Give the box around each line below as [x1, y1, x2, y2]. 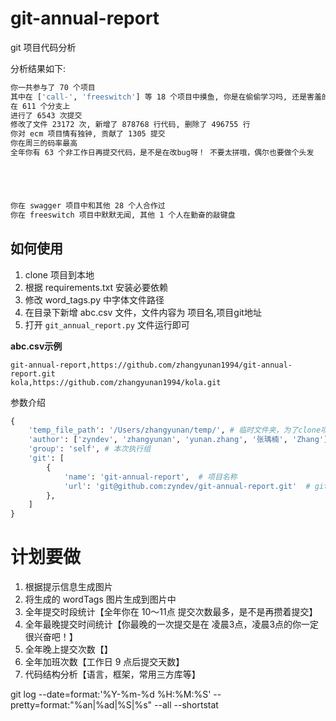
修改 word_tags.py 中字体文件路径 [24, 293, 165, 306]
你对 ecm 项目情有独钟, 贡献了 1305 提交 [10, 129, 166, 139]
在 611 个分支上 [10, 101, 71, 111]
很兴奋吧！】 [24, 631, 78, 643]
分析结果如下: [10, 62, 67, 74]
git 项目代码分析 [10, 41, 77, 53]
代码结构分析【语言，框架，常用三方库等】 [24, 668, 201, 681]
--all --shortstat [154, 699, 219, 711]
